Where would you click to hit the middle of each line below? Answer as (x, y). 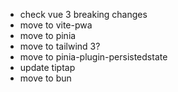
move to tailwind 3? (60, 46)
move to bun (45, 78)
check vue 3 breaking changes (83, 14)
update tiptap (47, 67)
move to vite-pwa (56, 25)
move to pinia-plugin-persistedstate (93, 57)
